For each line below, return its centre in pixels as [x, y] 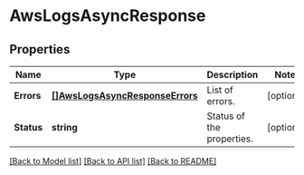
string [65, 127]
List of [220, 90]
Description [233, 75]
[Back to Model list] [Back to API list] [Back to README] [113, 161]
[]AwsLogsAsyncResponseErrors [124, 96]
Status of [226, 116]
